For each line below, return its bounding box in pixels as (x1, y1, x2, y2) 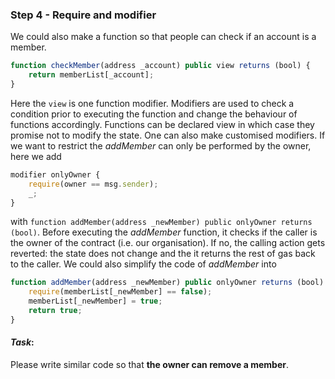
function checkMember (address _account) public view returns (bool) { (10, 61, 311, 71)
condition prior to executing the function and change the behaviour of (10, 108, 298, 120)
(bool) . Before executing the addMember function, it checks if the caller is (10, 226, 318, 238)
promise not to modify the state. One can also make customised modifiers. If (10, 129, 326, 141)
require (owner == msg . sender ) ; (28, 179, 159, 189)
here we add (10, 150, 62, 162)
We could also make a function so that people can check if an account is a (10, 31, 317, 43)
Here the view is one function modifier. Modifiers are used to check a (10, 97, 295, 109)
